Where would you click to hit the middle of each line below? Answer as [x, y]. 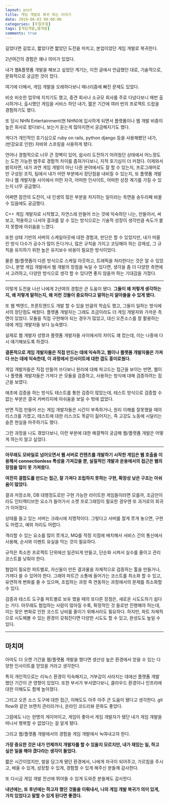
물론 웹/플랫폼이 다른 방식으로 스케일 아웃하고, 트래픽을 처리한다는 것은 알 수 [80, 261]
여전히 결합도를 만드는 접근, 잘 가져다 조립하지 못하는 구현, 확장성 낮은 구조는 [79, 478]
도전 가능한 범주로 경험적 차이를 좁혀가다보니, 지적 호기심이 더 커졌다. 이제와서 [87, 161]
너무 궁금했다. [28, 186]
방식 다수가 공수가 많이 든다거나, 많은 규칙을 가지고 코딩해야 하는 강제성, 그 [83, 243]
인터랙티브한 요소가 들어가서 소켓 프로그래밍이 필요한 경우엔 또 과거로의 [84, 501]
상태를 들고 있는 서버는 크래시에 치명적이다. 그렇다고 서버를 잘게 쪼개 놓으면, [80, 518]
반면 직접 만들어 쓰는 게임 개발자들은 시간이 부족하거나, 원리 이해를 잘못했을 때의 [84, 410]
